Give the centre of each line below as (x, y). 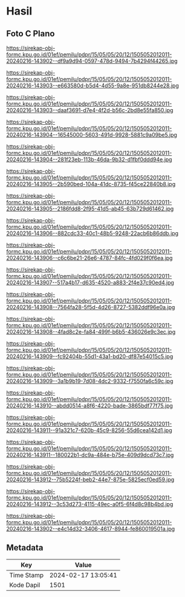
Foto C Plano (31, 34)
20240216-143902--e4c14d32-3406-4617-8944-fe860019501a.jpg (91, 529)
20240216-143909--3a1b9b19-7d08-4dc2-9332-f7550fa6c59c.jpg (90, 381)
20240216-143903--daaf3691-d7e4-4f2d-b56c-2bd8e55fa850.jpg (90, 110)
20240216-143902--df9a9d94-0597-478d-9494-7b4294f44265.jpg (92, 61)
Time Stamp (27, 575)
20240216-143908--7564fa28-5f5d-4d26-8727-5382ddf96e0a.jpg (91, 307)
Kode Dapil (25, 585)
